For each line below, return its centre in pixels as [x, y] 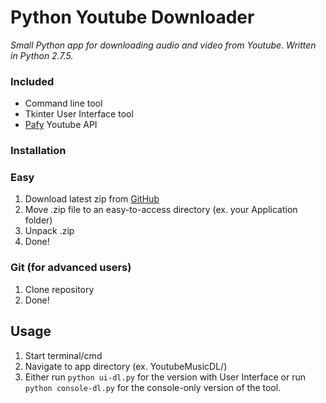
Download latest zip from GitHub [92, 199]
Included [32, 81]
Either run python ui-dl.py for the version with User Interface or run [165, 377]
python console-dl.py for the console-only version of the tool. [153, 387]
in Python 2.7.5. [42, 55]
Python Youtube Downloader [132, 17]
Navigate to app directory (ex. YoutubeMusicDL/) [126, 366]
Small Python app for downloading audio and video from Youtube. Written [163, 45]
